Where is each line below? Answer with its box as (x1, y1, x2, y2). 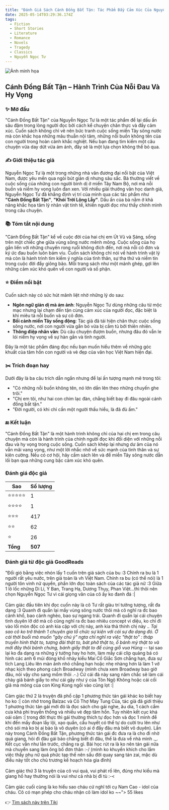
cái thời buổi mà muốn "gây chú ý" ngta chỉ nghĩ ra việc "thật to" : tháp (5, 634, 153, 640)
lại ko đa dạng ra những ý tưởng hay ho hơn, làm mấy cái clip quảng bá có (5, 650, 158, 656)
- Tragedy (10, 45, 30, 50)
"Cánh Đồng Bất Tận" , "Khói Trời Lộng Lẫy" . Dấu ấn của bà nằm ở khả (5, 197, 153, 203)
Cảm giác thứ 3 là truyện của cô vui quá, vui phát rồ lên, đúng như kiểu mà (5, 768, 160, 774)
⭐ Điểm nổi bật (5, 279, 42, 286)
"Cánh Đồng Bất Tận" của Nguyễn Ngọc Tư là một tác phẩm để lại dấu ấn (5, 117, 157, 123)
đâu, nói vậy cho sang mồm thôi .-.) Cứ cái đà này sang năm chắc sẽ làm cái (5, 671, 163, 678)
